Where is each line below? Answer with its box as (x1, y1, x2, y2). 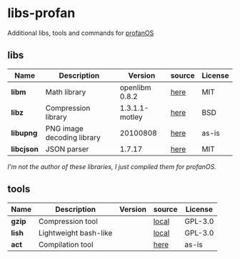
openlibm (119, 82, 151, 92)
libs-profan (7, 5, 76, 21)
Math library (45, 87, 86, 97)
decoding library (45, 132, 101, 142)
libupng (11, 128, 38, 138)
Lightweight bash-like (38, 228, 113, 238)
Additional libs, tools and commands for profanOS (7, 29, 154, 37)
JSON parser (45, 144, 89, 154)
